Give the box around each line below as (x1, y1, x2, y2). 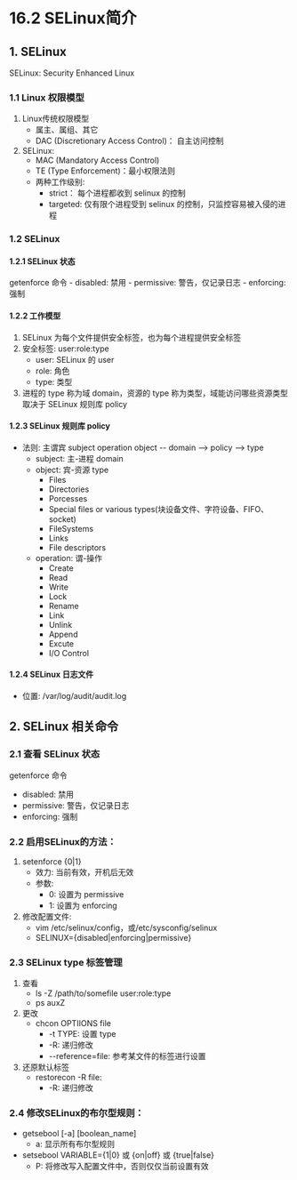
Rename (48, 600, 79, 611)
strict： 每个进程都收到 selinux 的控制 (48, 188, 187, 198)
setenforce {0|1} (21, 856, 82, 867)
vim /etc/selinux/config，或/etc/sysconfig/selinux (35, 922, 218, 934)
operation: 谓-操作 (35, 552, 102, 563)
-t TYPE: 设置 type (48, 1029, 116, 1040)
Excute (48, 638, 75, 649)
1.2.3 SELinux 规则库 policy (9, 421, 111, 431)
